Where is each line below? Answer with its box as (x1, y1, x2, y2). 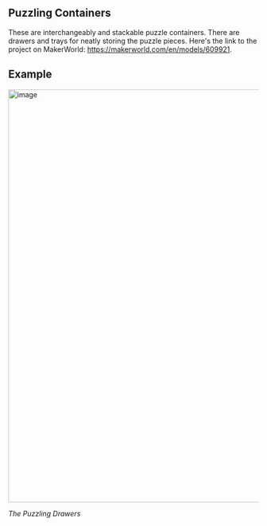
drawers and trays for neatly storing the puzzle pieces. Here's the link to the (8, 36, 257, 45)
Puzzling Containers (8, 6, 111, 20)
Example (8, 68, 52, 81)
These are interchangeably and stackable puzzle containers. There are (8, 27, 240, 37)
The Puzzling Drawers (8, 508, 81, 518)
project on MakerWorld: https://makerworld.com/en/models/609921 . (8, 44, 233, 54)
